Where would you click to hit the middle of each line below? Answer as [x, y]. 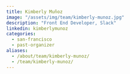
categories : [21, 34]
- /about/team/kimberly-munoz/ [51, 56]
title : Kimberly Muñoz [34, 12]
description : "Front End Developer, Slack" [61, 23]
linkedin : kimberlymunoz [37, 28]
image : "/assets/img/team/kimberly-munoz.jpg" [65, 17]
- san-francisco [32, 39]
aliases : [17, 51]
